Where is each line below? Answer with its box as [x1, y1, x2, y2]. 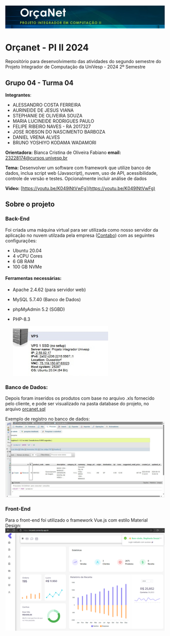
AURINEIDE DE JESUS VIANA [12, 107, 74, 113]
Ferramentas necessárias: [5, 275, 62, 281]
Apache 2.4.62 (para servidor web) [12, 287, 86, 293]
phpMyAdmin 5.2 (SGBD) [12, 306, 65, 312]
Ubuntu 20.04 [12, 247, 42, 253]
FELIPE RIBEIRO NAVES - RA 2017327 [12, 123, 91, 130]
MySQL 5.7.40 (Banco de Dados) [12, 296, 81, 302]
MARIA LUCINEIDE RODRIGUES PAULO [12, 118, 95, 124]
